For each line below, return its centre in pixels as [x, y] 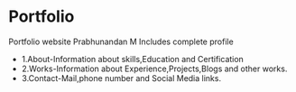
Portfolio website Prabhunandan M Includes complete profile [121, 41]
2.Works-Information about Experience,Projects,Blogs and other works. [154, 69]
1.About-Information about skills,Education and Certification [133, 59]
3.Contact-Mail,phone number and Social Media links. [121, 78]
